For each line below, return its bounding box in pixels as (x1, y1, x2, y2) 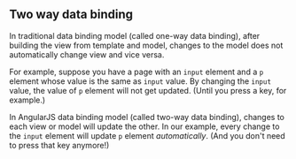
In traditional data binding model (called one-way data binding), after (9, 30, 261, 41)
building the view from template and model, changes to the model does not (9, 40, 284, 50)
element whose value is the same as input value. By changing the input (9, 75, 272, 87)
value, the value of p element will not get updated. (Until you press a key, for (9, 85, 287, 95)
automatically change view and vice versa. (9, 49, 165, 60)
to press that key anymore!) (9, 140, 110, 150)
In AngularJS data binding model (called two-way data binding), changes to (9, 111, 285, 122)
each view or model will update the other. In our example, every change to (9, 121, 280, 132)
